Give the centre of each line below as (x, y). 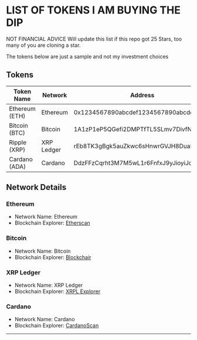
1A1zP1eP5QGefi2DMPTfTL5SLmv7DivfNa (134, 129)
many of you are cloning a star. (43, 45)
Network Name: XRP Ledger (49, 285)
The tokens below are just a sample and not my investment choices (87, 56)
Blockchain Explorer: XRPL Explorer (57, 291)
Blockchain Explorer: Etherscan (52, 223)
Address (142, 95)
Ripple (18, 142)
